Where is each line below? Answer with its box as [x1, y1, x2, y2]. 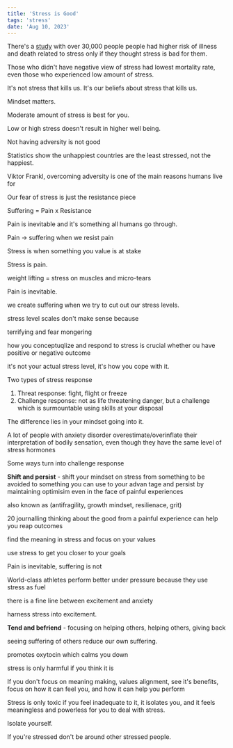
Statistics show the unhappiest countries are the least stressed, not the [7, 151, 211, 160]
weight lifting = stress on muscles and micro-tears [7, 274, 152, 283]
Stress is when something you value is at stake [7, 247, 141, 255]
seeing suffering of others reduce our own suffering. [7, 637, 158, 646]
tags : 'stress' [7, 17, 51, 24]
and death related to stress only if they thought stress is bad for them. [7, 49, 207, 58]
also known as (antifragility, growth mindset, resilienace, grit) [7, 501, 182, 509]
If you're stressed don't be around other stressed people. [7, 733, 172, 741]
